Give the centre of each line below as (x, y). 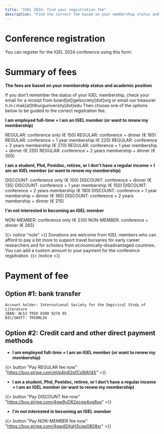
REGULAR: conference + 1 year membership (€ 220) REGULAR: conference (81, 140)
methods (19, 340)
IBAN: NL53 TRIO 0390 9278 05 (36, 314)
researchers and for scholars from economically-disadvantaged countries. (80, 245)
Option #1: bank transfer (43, 294)
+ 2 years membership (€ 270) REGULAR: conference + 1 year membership (81, 145)
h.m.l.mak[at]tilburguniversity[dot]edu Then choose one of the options (76, 106)
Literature (16, 309)
